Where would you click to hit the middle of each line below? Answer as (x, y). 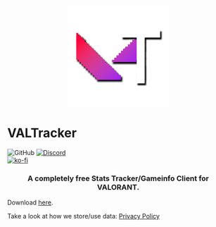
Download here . (30, 202)
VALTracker (42, 133)
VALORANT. (118, 187)
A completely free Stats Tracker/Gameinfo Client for (118, 178)
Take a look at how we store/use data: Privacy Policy (84, 216)
